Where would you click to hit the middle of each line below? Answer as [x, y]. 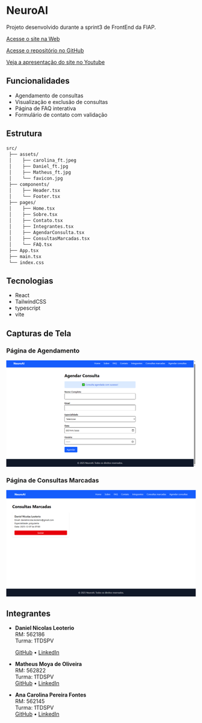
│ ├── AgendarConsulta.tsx [47, 232]
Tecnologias [30, 281]
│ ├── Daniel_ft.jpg [38, 166]
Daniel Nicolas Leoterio [44, 628]
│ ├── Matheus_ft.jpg [40, 172]
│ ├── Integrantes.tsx [41, 226]
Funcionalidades [38, 81]
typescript [28, 308]
